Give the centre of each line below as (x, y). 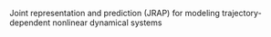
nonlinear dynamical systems (107, 23)
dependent (30, 23)
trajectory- (242, 13)
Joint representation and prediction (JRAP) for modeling (115, 13)
